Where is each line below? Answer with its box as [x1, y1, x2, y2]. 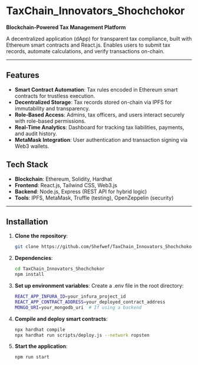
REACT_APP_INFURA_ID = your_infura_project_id [14, 294, 126, 299]
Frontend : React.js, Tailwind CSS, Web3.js [14, 181, 117, 188]
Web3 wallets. [14, 142, 49, 149]
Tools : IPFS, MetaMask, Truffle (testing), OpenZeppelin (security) [14, 194, 174, 201]
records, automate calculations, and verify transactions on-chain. [6, 47, 165, 54]
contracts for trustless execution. [14, 92, 95, 99]
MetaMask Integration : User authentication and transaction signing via [14, 136, 188, 143]
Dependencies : [14, 255, 53, 262]
